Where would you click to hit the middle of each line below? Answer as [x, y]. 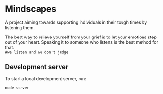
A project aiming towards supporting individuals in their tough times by [76, 22]
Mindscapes [31, 9]
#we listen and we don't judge [37, 52]
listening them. [20, 27]
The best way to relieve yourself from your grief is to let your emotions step [81, 37]
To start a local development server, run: [46, 78]
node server [17, 88]
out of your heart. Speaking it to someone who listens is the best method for [82, 42]
